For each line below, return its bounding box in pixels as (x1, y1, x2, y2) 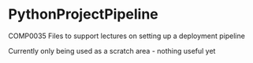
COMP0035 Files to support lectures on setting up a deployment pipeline (8, 31, 246, 40)
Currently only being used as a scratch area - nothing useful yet (8, 46, 216, 55)
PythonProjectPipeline (8, 5, 159, 23)
